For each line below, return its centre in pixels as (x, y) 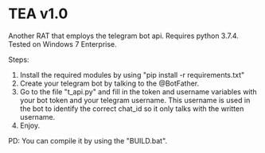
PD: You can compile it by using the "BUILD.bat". (88, 140)
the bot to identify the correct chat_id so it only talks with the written (132, 109)
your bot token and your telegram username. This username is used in (135, 100)
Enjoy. (30, 125)
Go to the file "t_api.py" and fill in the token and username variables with (138, 91)
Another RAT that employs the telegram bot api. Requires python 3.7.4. (123, 36)
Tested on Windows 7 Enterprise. (62, 44)
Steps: (19, 59)
